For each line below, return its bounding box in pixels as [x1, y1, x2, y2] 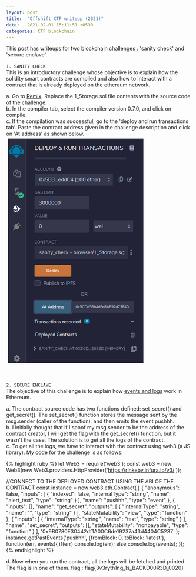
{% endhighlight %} [6, 547, 54, 554]
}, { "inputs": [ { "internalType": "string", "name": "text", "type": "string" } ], [6, 515, 187, 523]
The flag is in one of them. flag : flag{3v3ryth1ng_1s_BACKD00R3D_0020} [6, 565, 184, 572]
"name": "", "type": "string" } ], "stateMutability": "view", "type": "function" [6, 509, 187, 516]
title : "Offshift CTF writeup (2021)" [6, 15, 104, 22]
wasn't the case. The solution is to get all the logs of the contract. [6, 436, 165, 443]
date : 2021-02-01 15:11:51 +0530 [6, 22, 94, 28]
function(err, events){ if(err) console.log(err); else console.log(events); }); [6, 541, 184, 548]
